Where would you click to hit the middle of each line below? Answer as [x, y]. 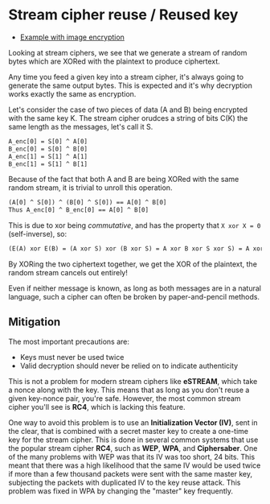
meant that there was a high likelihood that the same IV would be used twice [135, 465]
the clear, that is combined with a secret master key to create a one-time [129, 431]
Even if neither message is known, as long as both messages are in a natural [135, 288]
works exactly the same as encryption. [72, 93]
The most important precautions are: [69, 341]
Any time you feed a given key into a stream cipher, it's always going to [126, 76]
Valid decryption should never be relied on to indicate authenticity [129, 366]
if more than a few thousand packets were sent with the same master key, [131, 473]
